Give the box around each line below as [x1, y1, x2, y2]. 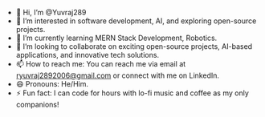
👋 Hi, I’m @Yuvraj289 [15, 8, 87, 17]
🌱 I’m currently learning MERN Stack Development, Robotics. [15, 33, 218, 42]
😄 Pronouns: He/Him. [15, 79, 88, 88]
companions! [15, 100, 59, 109]
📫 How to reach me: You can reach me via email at [15, 59, 186, 68]
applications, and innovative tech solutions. [15, 50, 159, 59]
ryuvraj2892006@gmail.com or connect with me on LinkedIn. [15, 71, 219, 80]
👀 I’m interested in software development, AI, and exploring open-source [15, 16, 257, 26]
